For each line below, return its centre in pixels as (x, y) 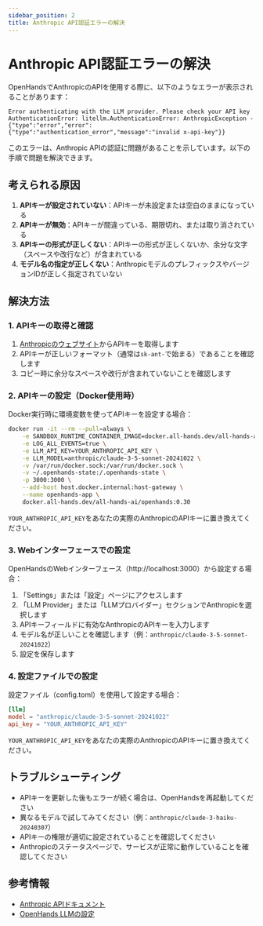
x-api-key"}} (204, 133)
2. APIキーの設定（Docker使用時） (74, 396)
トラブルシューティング (65, 777)
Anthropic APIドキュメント (62, 904)
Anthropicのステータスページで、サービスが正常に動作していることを (131, 846)
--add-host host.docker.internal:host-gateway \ (103, 487)
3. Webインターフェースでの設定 (69, 550)
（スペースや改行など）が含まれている (81, 254)
